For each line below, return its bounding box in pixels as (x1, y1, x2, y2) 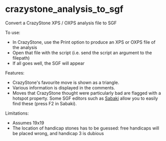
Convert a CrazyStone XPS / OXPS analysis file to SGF (5, 20, 117, 26)
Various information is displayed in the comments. (12, 84, 116, 90)
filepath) (12, 55, 30, 61)
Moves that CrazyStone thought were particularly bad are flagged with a (12, 90, 161, 96)
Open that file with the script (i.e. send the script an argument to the (12, 50, 152, 56)
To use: (5, 29, 21, 35)
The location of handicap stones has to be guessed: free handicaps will (12, 125, 160, 131)
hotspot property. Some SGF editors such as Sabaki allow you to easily (12, 95, 158, 101)
